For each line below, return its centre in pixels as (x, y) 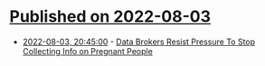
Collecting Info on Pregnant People (88, 51)
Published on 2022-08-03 (110, 17)
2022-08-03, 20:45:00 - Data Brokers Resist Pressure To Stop (139, 42)
